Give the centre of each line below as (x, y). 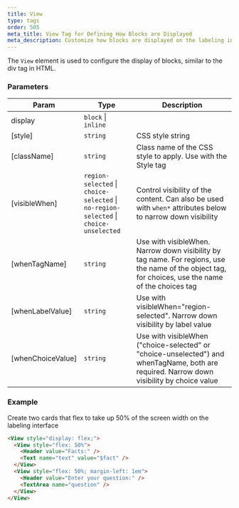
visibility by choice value (177, 380)
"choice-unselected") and (180, 354)
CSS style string (163, 136)
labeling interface (33, 425)
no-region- (102, 208)
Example (23, 402)
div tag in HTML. (32, 68)
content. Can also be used (180, 199)
